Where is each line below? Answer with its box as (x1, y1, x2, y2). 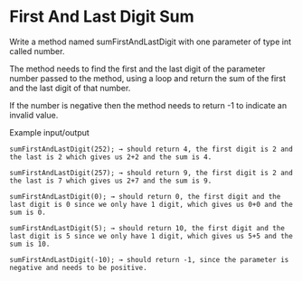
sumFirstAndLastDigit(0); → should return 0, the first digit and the (9, 192, 281, 201)
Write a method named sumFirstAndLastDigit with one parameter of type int (9, 36, 292, 47)
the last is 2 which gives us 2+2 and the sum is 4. (9, 152, 212, 162)
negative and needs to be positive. (9, 263, 147, 272)
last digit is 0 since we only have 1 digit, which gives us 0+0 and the (9, 200, 294, 209)
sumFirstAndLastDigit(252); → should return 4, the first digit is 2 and (9, 145, 294, 154)
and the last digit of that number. (9, 82, 131, 93)
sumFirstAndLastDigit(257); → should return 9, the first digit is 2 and (9, 168, 294, 177)
